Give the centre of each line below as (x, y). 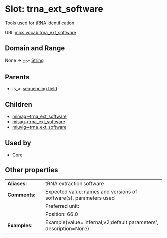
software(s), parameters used (80, 198)
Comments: (22, 195)
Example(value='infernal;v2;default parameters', (102, 222)
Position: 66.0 (62, 214)
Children (19, 105)
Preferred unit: (62, 206)
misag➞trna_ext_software (39, 122)
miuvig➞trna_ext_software (39, 127)
